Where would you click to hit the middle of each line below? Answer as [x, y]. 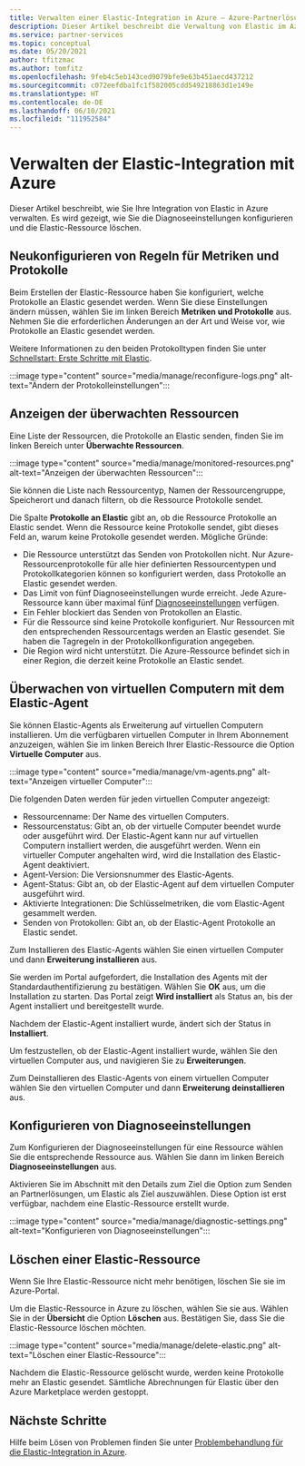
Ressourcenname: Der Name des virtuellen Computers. [126, 816]
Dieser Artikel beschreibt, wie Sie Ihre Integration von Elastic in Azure [139, 209]
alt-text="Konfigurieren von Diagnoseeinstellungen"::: [110, 1231]
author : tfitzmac [42, 60]
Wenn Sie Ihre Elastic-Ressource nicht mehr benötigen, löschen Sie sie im [148, 1282]
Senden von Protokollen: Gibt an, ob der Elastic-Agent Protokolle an [149, 922]
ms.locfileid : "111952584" [60, 119]
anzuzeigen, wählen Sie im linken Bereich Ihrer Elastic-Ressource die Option [152, 744]
